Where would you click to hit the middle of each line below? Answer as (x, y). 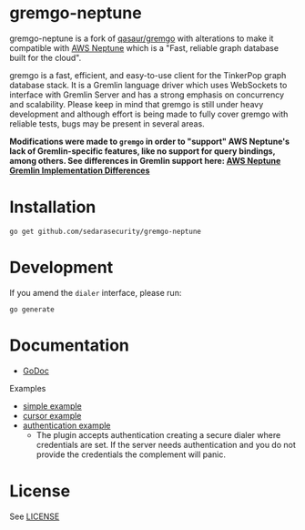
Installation (53, 207)
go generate (32, 309)
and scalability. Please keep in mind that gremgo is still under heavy (137, 104)
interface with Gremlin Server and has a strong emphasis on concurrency (147, 95)
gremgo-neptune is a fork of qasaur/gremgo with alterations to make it (142, 38)
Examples (28, 388)
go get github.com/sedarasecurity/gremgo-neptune (106, 231)
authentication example (66, 425)
